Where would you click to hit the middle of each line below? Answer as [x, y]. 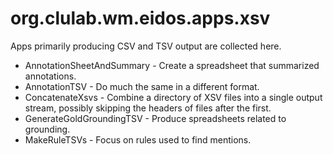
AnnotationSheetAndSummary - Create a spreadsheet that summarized [172, 65]
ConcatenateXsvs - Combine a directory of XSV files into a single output [173, 97]
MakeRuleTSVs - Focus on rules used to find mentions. [138, 139]
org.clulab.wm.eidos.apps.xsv [140, 18]
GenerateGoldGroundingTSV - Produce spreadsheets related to [155, 118]
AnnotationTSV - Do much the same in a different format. [142, 86]
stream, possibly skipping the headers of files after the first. [148, 108]
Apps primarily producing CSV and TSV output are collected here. [146, 46]
